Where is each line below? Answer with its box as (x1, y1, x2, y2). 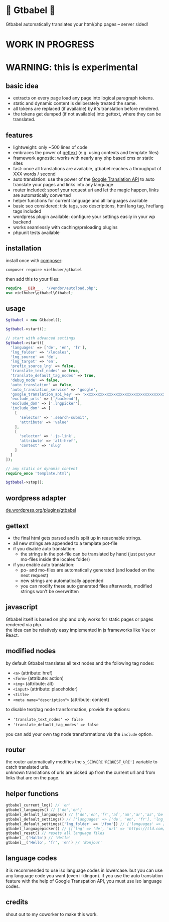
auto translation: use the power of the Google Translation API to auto (13, 176, 155, 182)
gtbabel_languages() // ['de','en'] (6, 808, 82, 813)
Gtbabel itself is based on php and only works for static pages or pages (6, 616, 153, 622)
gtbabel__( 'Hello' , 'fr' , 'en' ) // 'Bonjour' (6, 840, 102, 845)
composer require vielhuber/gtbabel (6, 267, 82, 272)
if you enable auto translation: (13, 561, 75, 567)
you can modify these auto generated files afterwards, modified (20, 583, 152, 589)
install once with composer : (6, 257, 63, 263)
